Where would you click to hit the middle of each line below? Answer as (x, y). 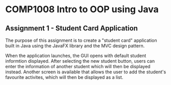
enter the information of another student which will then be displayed (78, 66)
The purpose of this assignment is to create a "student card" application (81, 40)
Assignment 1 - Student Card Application (71, 28)
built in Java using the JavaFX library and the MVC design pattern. (75, 46)
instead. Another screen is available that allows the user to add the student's (86, 72)
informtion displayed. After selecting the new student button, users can (80, 61)
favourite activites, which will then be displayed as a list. (64, 77)
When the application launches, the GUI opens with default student (76, 55)
